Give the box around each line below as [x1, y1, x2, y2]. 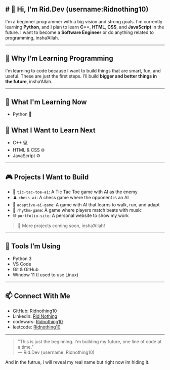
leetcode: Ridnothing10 [12, 324, 61, 330]
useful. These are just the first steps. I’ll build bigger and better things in [5, 73, 157, 79]
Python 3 [12, 255, 32, 262]
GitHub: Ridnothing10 [12, 308, 57, 314]
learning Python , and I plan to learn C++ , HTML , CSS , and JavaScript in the [5, 24, 164, 30]
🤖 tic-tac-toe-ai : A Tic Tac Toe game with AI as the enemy [12, 189, 138, 195]
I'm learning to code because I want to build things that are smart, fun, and [5, 67, 161, 73]
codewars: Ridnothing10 [12, 318, 63, 324]
